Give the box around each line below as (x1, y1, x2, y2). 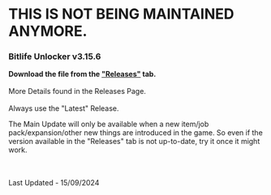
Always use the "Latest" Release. (8, 104, 119, 113)
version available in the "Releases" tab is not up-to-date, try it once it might (8, 137, 260, 146)
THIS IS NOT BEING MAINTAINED (8, 5, 234, 23)
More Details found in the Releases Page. (8, 87, 146, 96)
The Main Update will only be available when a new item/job (8, 119, 209, 129)
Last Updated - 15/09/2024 (8, 178, 100, 188)
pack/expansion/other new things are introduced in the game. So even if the (8, 128, 264, 138)
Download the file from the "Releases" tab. (8, 70, 157, 79)
